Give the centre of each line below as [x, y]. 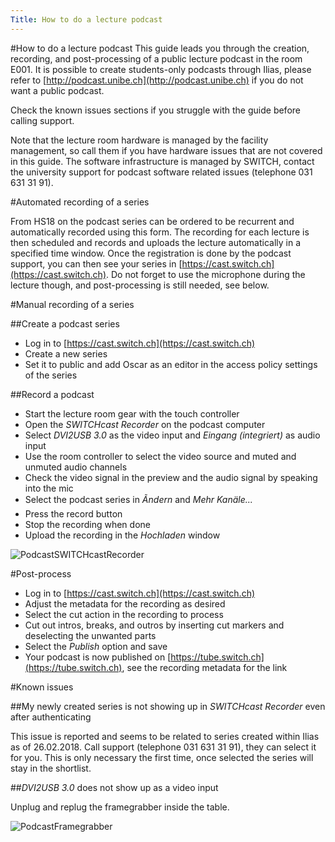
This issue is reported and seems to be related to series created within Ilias [165, 736]
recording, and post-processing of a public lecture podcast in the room [156, 58]
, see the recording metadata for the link [204, 667]
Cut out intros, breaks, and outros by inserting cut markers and [154, 625]
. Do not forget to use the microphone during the [206, 274]
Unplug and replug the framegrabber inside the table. [120, 807]
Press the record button [73, 513]
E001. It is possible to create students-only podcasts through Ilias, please [161, 69]
